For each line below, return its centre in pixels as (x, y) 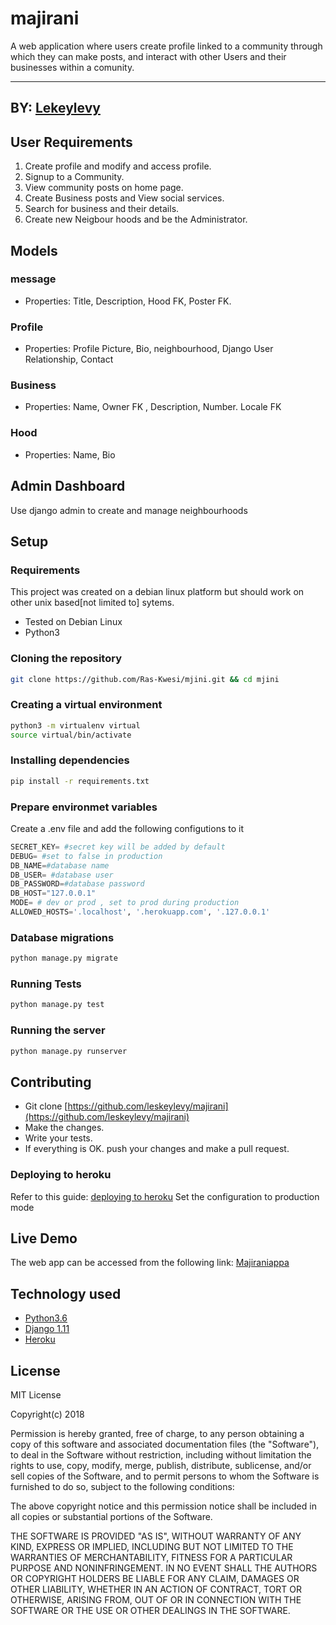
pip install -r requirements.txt (80, 781)
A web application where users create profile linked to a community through (166, 46)
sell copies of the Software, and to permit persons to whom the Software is (165, 1476)
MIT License (36, 1394)
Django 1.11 (47, 1329)
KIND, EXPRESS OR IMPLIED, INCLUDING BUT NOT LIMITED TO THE (152, 1546)
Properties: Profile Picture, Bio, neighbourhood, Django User (149, 349)
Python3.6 (46, 1318)
